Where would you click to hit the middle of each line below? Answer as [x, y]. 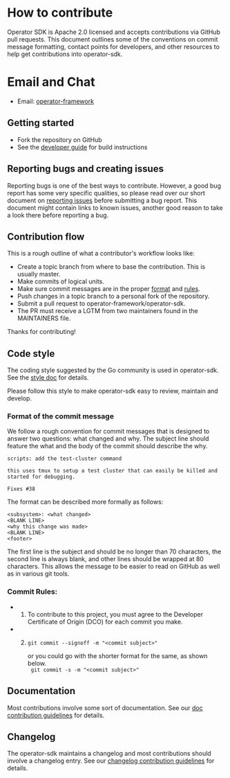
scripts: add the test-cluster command [65, 459]
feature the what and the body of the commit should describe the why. [107, 446]
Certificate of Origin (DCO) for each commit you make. [105, 621]
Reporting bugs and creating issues [86, 169]
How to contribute [60, 13]
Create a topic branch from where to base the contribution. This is [111, 267]
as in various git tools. [38, 574]
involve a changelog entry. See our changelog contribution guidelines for [111, 761]
